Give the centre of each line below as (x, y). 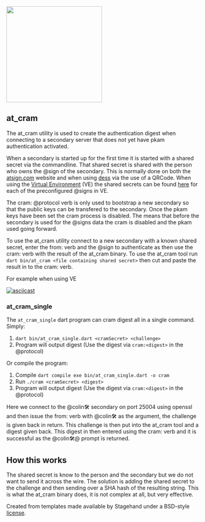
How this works (37, 460)
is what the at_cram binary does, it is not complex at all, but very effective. (100, 494)
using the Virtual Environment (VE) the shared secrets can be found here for (102, 184)
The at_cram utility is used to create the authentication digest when (91, 133)
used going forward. (32, 228)
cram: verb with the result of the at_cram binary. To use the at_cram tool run (102, 254)
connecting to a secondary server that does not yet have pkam (86, 139)
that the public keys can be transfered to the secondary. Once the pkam (97, 209)
